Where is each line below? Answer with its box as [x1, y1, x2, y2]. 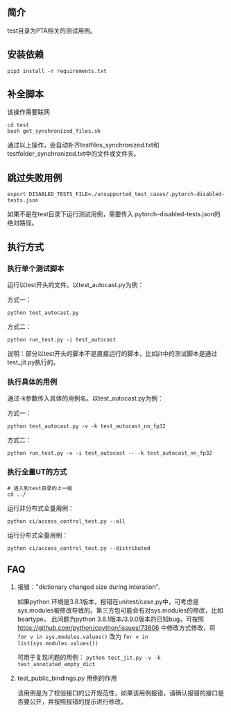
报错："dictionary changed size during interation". [17, 583, 161, 591]
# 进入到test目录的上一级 [7, 485, 73, 492]
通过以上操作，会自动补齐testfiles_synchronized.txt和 [7, 141, 160, 149]
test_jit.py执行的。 [7, 357, 60, 366]
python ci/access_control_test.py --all [7, 517, 126, 525]
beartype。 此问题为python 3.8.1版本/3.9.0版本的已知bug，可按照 [17, 615, 205, 624]
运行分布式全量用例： [7, 531, 68, 539]
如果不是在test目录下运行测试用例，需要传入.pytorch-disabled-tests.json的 [7, 210, 221, 218]
